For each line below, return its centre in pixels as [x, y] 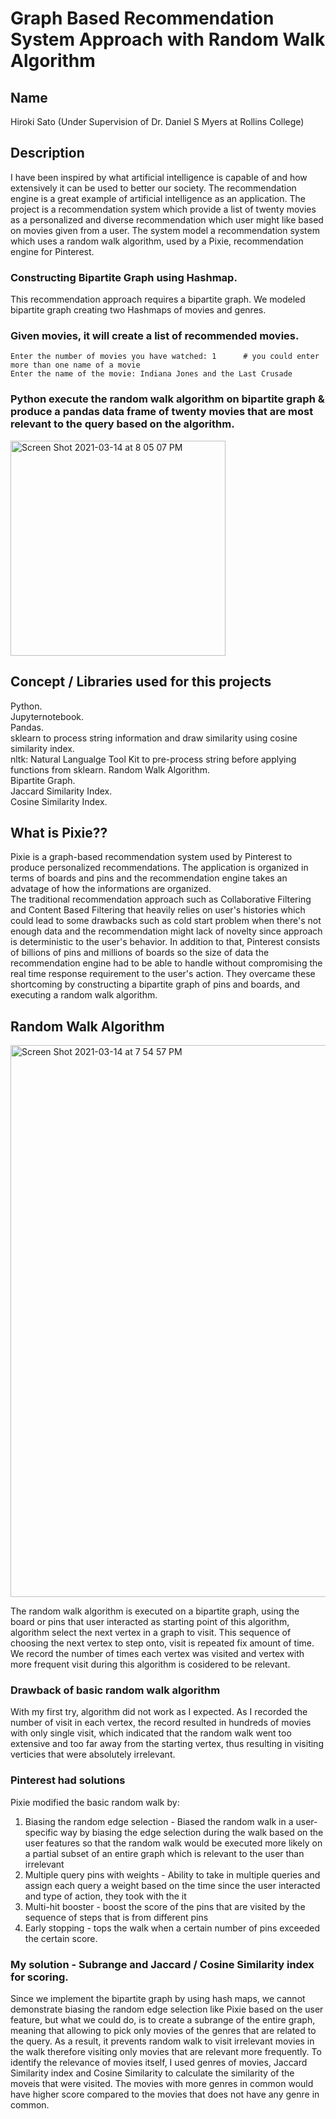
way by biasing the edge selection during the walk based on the [191, 1832]
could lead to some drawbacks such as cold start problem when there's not [166, 921]
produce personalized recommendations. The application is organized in [159, 868]
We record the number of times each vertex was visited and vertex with [157, 1654]
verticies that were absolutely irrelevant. [93, 1754]
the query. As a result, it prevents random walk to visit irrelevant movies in [162, 2041]
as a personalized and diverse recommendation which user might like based [167, 219]
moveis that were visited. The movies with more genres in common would [162, 2084]
